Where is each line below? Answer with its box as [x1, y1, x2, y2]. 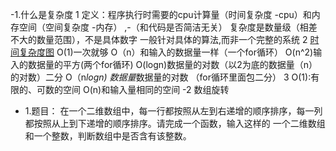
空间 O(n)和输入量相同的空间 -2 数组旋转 [62, 84, 230, 95]
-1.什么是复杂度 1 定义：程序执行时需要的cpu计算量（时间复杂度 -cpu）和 [10, 9, 312, 20]
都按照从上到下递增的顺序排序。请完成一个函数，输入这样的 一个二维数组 [24, 118, 326, 129]
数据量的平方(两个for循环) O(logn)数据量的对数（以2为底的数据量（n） [27, 59, 318, 70]
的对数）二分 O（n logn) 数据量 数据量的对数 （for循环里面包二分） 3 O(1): [10, 71, 312, 83]
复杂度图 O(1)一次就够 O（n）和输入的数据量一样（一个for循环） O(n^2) [18, 46, 314, 58]
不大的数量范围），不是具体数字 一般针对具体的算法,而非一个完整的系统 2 [10, 34, 308, 45]
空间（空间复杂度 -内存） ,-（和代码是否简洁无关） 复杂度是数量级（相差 [18, 21, 318, 33]
